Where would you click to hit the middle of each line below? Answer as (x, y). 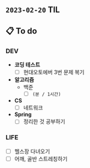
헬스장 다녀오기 (32, 151)
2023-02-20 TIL (33, 10)
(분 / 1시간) (46, 94)
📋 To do (21, 31)
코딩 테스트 (27, 65)
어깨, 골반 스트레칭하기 (41, 158)
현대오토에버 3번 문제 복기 (54, 72)
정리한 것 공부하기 (44, 121)
